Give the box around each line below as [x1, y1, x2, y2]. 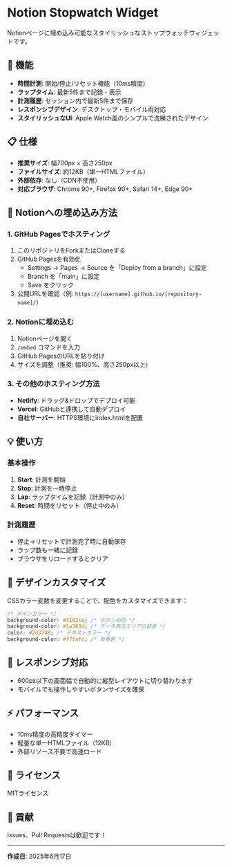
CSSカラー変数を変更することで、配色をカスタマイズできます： [7, 596, 188, 605]
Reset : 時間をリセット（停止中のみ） [17, 501, 123, 509]
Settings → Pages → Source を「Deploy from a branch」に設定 [27, 264, 207, 272]
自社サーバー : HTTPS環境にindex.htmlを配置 [17, 413, 144, 421]
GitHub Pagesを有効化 [17, 255, 81, 264]
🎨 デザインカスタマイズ [7, 576, 106, 589]
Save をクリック [27, 281, 74, 289]
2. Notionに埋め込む [7, 317, 75, 327]
